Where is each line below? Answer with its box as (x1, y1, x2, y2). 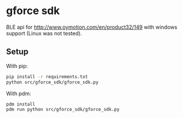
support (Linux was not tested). (6, 29, 82, 36)
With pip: (6, 62, 28, 69)
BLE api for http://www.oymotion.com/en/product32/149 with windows (6, 23, 178, 31)
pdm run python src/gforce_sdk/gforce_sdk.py (6, 107, 119, 113)
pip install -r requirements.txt (6, 73, 88, 80)
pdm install (6, 101, 35, 107)
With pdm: (6, 90, 31, 97)
